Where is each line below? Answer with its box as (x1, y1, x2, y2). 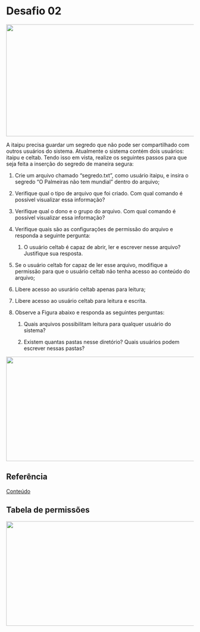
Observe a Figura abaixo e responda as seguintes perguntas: (14, 309, 165, 316)
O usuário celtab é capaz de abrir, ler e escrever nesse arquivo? (23, 243, 181, 250)
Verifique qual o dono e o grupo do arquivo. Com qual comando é (14, 207, 176, 214)
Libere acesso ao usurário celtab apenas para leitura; (14, 286, 146, 293)
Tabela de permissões (6, 505, 90, 515)
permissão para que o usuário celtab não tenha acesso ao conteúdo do (14, 268, 190, 275)
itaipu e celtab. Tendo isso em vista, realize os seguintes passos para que (6, 154, 187, 161)
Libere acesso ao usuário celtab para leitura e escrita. (14, 297, 147, 304)
